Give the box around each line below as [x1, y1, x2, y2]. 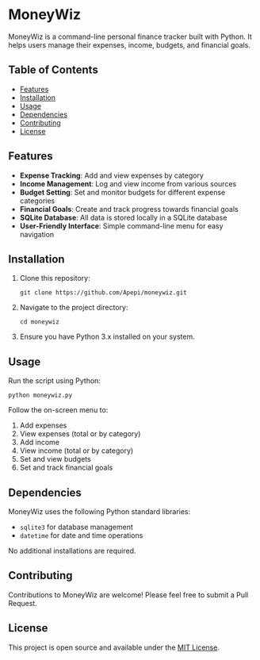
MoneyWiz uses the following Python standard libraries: [8, 507, 191, 516]
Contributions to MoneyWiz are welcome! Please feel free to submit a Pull [8, 589, 249, 600]
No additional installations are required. [8, 546, 136, 555]
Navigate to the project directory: [19, 303, 128, 313]
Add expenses [19, 420, 67, 430]
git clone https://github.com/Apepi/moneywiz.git [19, 289, 188, 297]
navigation [19, 229, 55, 239]
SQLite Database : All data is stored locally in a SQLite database [19, 213, 227, 222]
